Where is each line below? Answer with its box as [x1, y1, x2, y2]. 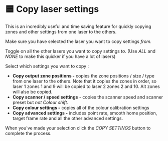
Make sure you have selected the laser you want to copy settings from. [5, 38, 152, 44]
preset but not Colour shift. [12, 99, 69, 105]
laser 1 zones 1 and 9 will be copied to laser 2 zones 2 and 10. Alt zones [12, 83, 160, 89]
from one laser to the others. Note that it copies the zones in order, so [12, 78, 157, 84]
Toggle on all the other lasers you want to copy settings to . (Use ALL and [5, 48, 156, 54]
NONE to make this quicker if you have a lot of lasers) [5, 53, 116, 59]
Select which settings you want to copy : [5, 63, 89, 69]
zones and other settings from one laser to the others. [5, 28, 117, 34]
